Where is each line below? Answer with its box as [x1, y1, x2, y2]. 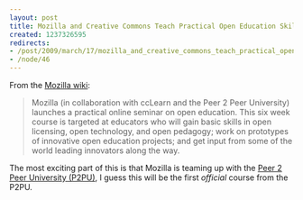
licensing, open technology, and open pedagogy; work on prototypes [31, 126, 289, 136]
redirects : [9, 38, 50, 48]
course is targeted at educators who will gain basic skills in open [31, 116, 272, 127]
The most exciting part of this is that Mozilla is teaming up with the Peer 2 [9, 163, 282, 173]
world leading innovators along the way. [31, 145, 180, 156]
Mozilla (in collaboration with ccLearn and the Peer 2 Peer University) [31, 97, 290, 108]
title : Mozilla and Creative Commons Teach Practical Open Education [9, 22, 277, 31]
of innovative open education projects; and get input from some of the [31, 136, 293, 146]
